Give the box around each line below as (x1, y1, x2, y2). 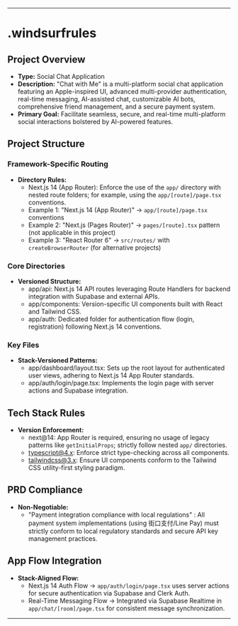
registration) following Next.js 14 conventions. (28, 322, 162, 331)
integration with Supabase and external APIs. (28, 292, 160, 300)
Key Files (7, 340, 40, 350)
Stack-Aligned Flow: (17, 573, 79, 582)
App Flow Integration (7, 555, 102, 567)
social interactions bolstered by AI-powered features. (17, 118, 174, 126)
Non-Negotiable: (17, 503, 69, 511)
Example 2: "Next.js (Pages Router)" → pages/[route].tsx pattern (28, 221, 220, 229)
